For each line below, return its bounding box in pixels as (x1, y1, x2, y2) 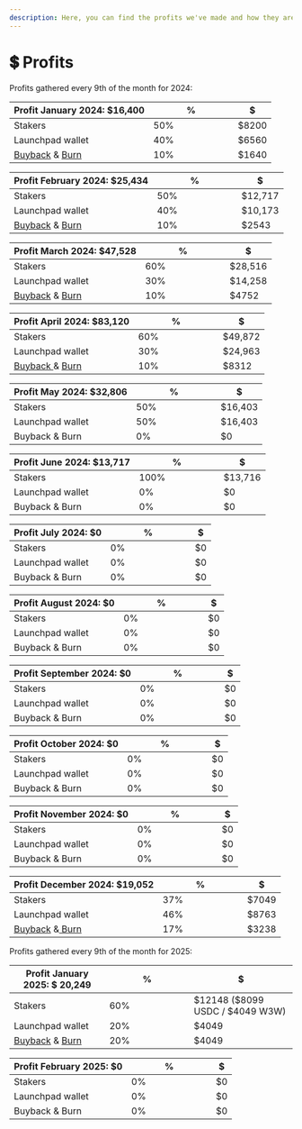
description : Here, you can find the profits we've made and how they (9, 13, 280, 23)
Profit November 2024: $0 (13, 807, 129, 820)
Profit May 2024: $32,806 (13, 385, 128, 397)
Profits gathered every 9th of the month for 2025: (9, 945, 193, 956)
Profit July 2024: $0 (13, 526, 102, 539)
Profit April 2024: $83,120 (13, 314, 130, 327)
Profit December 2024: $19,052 (13, 878, 155, 890)
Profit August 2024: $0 (13, 596, 115, 609)
